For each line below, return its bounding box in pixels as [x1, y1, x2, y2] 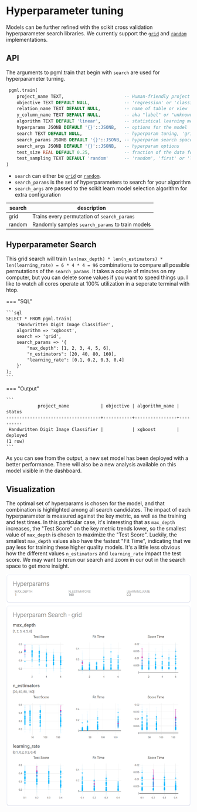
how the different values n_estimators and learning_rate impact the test [6, 550, 181, 557]
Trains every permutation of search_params [32, 213, 135, 220]
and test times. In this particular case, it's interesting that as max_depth [6, 519, 175, 526]
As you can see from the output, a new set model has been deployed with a [6, 455, 189, 462]
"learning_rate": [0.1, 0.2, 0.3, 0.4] [27, 357, 125, 363]
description [77, 204, 107, 211]
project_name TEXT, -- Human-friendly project [16, 93, 191, 100]
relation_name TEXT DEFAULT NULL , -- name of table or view [16, 106, 188, 112]
